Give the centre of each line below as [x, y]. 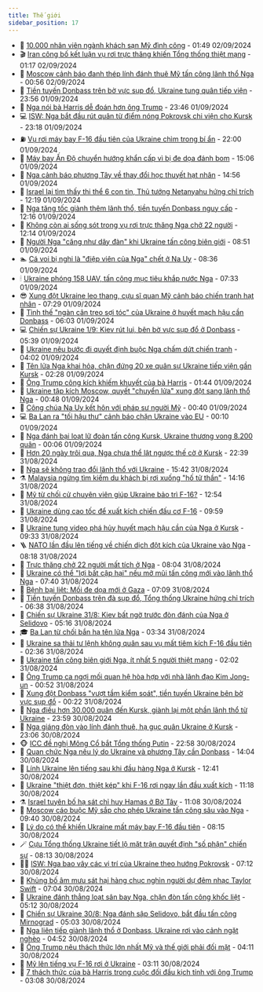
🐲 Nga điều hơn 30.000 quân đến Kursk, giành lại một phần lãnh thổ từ [133, 710]
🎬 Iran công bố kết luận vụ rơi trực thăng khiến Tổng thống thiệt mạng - [135, 54]
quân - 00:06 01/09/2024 [61, 444]
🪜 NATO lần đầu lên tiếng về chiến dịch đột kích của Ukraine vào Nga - [135, 545]
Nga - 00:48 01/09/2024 [59, 399]
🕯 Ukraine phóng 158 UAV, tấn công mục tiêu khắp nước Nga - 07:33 [129, 278]
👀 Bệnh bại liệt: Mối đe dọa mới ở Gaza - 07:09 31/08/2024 [115, 589]
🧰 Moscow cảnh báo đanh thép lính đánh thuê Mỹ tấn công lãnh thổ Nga [137, 73]
